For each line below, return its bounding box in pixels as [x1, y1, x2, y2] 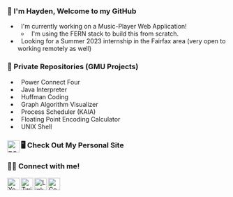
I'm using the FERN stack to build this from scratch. [31, 29, 179, 38]
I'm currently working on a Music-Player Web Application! [20, 22, 187, 31]
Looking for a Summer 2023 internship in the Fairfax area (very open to [20, 37, 226, 45]
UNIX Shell [20, 122, 52, 131]
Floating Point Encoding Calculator [20, 115, 121, 123]
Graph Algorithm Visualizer [20, 100, 99, 108]
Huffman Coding [20, 92, 68, 101]
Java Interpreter [20, 85, 68, 94]
